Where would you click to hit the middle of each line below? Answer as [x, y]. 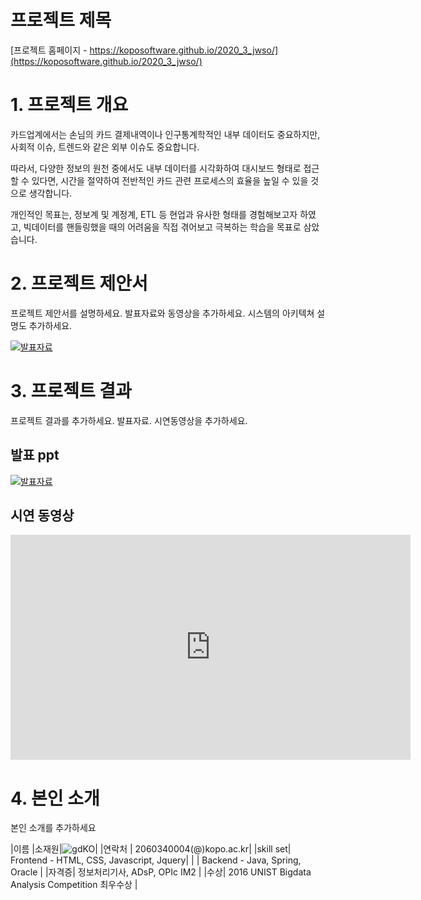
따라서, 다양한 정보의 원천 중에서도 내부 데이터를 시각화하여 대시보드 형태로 [156, 168]
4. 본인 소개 [55, 798]
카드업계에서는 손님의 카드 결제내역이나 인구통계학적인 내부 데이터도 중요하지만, [165, 134]
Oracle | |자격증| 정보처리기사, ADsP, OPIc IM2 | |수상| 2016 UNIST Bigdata [161, 872]
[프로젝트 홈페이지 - [49, 50]
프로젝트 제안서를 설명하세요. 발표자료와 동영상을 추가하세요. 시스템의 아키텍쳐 [162, 313]
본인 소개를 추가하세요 [53, 828]
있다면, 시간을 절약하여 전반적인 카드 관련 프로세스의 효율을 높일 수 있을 [170, 180]
